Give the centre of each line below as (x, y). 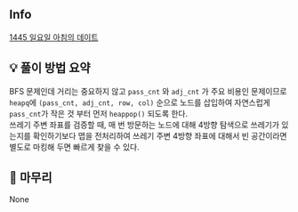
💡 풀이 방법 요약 (50, 68)
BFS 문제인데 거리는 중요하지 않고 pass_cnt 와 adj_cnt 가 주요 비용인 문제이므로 (148, 91)
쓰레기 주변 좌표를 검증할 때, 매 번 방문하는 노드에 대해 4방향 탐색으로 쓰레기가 (145, 125)
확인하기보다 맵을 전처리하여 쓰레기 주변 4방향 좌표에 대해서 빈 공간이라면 (160, 135)
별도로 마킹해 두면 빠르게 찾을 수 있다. (74, 147)
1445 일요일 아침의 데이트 (54, 37)
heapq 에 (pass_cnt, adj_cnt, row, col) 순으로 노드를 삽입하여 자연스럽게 (140, 102)
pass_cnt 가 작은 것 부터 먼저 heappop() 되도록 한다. (99, 113)
